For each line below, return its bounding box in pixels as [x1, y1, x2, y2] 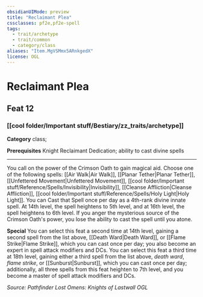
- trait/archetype [12, 31, 59, 37]
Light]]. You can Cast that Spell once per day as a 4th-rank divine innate [7, 196, 186, 204]
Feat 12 [7, 104, 34, 114]
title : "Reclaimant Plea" [7, 14, 72, 20]
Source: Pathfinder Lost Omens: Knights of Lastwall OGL [7, 284, 148, 291]
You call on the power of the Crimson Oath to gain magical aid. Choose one [7, 164, 194, 172]
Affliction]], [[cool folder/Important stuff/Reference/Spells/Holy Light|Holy [7, 190, 189, 197]
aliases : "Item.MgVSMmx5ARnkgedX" [7, 48, 94, 54]
